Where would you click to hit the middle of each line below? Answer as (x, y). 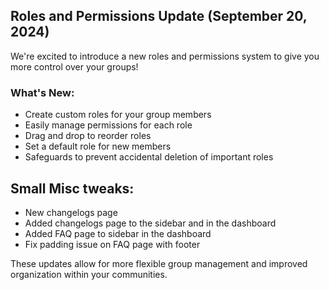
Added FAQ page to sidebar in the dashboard (118, 233)
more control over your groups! (74, 66)
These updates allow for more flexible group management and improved (159, 263)
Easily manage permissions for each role (108, 125)
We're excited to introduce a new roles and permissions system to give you (165, 56)
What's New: (42, 92)
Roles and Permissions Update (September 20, (159, 16)
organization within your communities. (89, 274)
